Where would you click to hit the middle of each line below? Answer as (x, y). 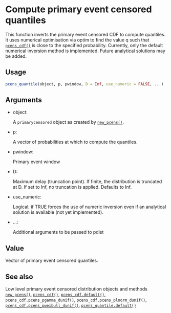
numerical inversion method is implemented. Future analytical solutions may (85, 51)
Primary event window (36, 162)
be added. (16, 56)
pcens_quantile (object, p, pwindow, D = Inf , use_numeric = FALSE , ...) (84, 84)
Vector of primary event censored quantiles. (52, 261)
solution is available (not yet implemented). (58, 212)
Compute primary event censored (79, 9)
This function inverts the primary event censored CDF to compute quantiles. (85, 34)
